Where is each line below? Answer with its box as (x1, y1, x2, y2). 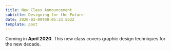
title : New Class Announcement (5, 7, 72, 13)
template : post (5, 21, 38, 27)
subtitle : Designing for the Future (5, 12, 84, 17)
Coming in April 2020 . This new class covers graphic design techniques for (5, 36, 166, 42)
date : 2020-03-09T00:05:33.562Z (5, 17, 74, 22)
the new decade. (5, 41, 41, 47)
